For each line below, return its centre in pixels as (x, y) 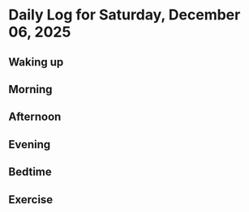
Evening (30, 144)
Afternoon (35, 117)
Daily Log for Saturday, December (124, 15)
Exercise (31, 199)
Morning (30, 89)
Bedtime (30, 172)
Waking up (36, 62)
